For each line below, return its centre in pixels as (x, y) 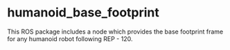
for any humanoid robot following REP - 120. (70, 38)
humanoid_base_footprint (83, 13)
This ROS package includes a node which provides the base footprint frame (115, 32)
